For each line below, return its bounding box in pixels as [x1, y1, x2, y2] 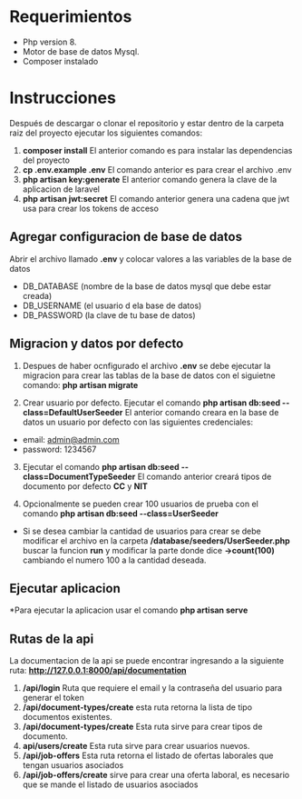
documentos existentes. [22, 712, 113, 723]
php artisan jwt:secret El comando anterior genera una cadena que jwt [22, 193, 290, 204]
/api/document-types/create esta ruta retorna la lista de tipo [22, 702, 252, 713]
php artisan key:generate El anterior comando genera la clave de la [22, 174, 278, 185]
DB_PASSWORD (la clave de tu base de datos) [22, 309, 197, 320]
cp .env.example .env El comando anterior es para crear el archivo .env [22, 164, 292, 175]
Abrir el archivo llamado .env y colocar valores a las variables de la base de [9, 253, 292, 265]
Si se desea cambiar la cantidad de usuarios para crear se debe [22, 525, 261, 536]
